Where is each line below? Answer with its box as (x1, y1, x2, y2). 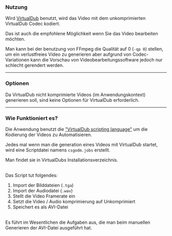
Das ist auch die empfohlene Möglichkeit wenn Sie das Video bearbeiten (5, 31, 158, 37)
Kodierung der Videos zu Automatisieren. (5, 132, 92, 138)
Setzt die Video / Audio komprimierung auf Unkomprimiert (12, 198, 136, 204)
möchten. (5, 36, 26, 42)
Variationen (5, 57, 30, 63)
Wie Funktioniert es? (5, 114, 58, 121)
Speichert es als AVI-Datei (12, 204, 68, 210)
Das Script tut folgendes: (5, 172, 58, 178)
